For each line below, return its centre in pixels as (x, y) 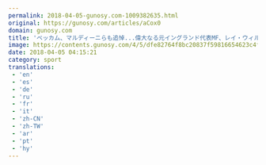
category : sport (35, 60)
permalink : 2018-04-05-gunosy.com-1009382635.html (93, 15)
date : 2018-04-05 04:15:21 (53, 52)
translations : (32, 67)
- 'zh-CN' (28, 119)
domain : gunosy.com (40, 30)
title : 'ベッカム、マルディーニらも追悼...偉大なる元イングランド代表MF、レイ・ (125, 38)
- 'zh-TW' (28, 126)
